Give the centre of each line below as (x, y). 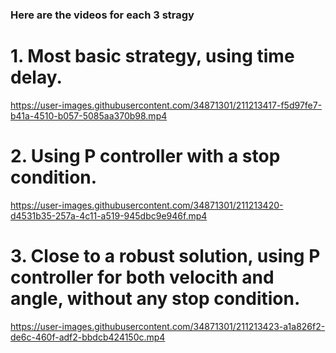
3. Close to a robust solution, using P (165, 255)
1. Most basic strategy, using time (152, 56)
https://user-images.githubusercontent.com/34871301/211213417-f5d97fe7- (166, 105)
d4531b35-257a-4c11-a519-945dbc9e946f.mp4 (109, 215)
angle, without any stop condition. (155, 298)
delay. (36, 77)
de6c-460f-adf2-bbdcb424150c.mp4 (88, 337)
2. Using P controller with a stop (145, 156)
